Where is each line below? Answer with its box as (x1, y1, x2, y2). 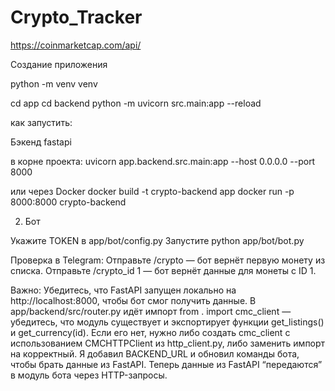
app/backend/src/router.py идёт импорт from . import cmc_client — (10, 305, 292, 317)
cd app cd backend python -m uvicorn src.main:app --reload (10, 97, 262, 109)
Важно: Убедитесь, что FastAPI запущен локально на (10, 284, 237, 296)
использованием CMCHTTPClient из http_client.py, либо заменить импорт (10, 337, 326, 349)
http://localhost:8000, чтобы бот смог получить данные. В (10, 294, 257, 306)
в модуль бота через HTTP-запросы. (10, 369, 168, 381)
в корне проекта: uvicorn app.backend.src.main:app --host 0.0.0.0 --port (10, 155, 316, 167)
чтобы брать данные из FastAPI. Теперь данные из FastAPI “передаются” (10, 358, 323, 370)
